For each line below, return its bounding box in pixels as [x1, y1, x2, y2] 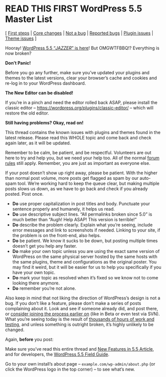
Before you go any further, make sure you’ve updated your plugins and [5, 69, 150, 75]
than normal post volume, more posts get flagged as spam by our [5, 175, 139, 181]
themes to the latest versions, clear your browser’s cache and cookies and [5, 75, 157, 81]
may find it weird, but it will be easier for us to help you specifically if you [12, 264, 162, 270]
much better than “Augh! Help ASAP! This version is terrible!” [12, 216, 137, 222]
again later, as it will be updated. [5, 140, 71, 146]
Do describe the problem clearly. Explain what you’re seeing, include [12, 222, 153, 228]
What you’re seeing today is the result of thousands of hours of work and [5, 316, 155, 322]
